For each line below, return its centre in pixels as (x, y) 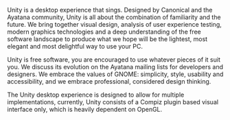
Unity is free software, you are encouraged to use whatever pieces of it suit (114, 60)
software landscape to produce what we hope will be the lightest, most (107, 39)
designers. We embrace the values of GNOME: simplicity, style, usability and (115, 74)
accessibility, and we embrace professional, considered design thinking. (109, 81)
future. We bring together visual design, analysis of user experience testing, (114, 24)
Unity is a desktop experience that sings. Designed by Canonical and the (110, 10)
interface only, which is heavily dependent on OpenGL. (85, 109)
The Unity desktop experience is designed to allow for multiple (96, 95)
